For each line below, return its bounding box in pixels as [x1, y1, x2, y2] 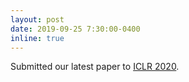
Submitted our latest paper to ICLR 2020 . [10, 61, 180, 73]
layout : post [10, 14, 65, 25]
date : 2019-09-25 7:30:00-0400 [10, 24, 141, 34]
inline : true [10, 33, 65, 43]
